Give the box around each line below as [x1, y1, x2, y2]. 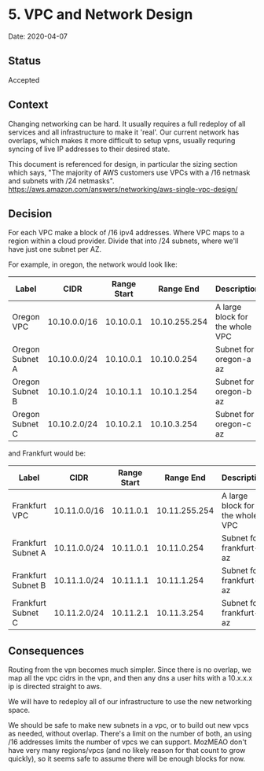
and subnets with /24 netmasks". [8, 175, 115, 186]
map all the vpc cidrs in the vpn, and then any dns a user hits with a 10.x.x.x [8, 673, 253, 683]
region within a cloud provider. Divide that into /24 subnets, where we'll [8, 236, 239, 245]
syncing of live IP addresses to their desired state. [8, 144, 170, 153]
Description [214, 283, 261, 294]
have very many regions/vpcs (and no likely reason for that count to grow [8, 746, 246, 755]
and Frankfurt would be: [8, 448, 86, 458]
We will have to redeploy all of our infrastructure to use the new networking [8, 697, 252, 706]
